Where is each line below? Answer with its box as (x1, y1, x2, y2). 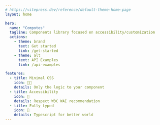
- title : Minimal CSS (9, 76, 54, 81)
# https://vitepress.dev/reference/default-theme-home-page (5, 7, 131, 12)
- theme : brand (14, 39, 45, 44)
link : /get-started (18, 48, 58, 53)
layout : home (5, 12, 32, 17)
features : (5, 71, 26, 76)
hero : (5, 21, 16, 26)
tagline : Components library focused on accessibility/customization (9, 30, 155, 35)
